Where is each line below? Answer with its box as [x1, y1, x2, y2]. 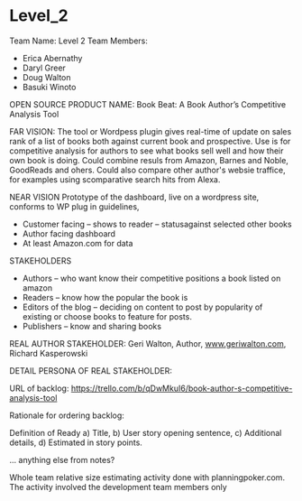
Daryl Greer [22, 62, 66, 73]
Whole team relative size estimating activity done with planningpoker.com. [9, 471, 286, 483]
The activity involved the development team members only [9, 481, 227, 492]
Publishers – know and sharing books [22, 320, 162, 331]
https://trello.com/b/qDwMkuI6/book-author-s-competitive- [70, 383, 293, 394]
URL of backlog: [9, 383, 69, 394]
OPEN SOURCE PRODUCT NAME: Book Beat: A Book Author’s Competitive [9, 98, 287, 109]
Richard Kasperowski [9, 348, 88, 358]
